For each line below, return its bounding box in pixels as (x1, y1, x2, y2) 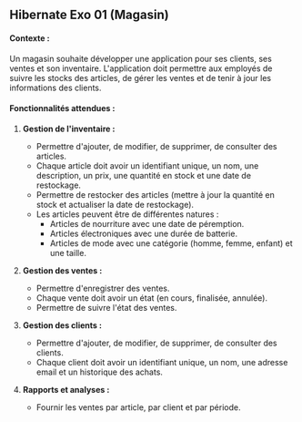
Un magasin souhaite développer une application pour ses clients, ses (9, 53, 273, 64)
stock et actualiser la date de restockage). (35, 199, 194, 210)
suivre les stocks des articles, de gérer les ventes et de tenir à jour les (9, 72, 271, 83)
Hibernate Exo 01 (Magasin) (9, 7, 170, 23)
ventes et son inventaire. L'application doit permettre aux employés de (9, 63, 273, 74)
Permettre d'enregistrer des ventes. (35, 283, 170, 293)
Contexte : (9, 32, 50, 44)
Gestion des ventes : (22, 264, 103, 276)
